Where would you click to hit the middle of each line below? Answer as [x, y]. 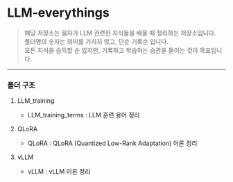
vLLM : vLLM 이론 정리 [59, 172]
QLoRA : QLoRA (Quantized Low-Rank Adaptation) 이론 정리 [112, 143]
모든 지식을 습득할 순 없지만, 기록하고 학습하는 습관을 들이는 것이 [111, 50]
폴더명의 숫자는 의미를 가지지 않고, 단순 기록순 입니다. [96, 41]
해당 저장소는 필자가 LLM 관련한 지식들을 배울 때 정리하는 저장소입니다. [120, 33]
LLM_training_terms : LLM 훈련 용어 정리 [84, 115]
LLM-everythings [58, 13]
